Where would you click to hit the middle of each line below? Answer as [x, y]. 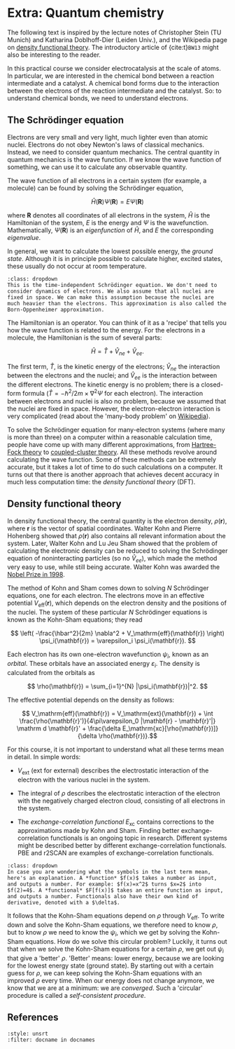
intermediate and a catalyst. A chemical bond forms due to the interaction [113, 83]
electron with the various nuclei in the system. [84, 780]
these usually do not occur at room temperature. [77, 266]
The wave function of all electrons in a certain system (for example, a [107, 180]
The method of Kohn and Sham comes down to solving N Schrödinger [108, 588]
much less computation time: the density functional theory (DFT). [101, 481]
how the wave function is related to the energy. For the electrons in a [106, 330]
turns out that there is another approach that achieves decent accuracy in [113, 474]
